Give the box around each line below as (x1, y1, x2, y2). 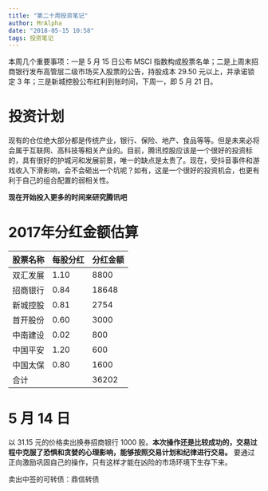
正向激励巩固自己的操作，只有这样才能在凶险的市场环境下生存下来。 (8, 457, 232, 467)
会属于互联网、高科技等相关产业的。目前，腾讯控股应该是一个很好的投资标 (8, 145, 253, 156)
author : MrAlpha (8, 19, 62, 27)
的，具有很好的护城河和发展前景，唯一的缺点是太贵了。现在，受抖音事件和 (8, 156, 253, 165)
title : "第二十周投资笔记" (8, 11, 89, 20)
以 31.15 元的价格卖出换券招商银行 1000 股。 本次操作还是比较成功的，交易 (8, 438, 251, 447)
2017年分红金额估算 (8, 224, 139, 242)
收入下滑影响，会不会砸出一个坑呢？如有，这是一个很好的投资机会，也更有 (14, 165, 260, 176)
